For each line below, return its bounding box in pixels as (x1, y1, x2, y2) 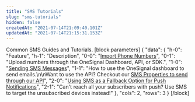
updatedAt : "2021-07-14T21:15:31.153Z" (6, 30, 103, 36)
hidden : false (6, 19, 41, 25)
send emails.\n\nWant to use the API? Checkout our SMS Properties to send (6, 71, 188, 78)
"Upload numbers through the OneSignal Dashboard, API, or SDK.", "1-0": (6, 59, 183, 66)
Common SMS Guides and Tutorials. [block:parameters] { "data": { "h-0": (6, 46, 182, 53)
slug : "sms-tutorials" (6, 14, 61, 20)
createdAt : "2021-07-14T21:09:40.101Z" (6, 24, 103, 31)
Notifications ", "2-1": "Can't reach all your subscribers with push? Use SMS (6, 83, 187, 90)
